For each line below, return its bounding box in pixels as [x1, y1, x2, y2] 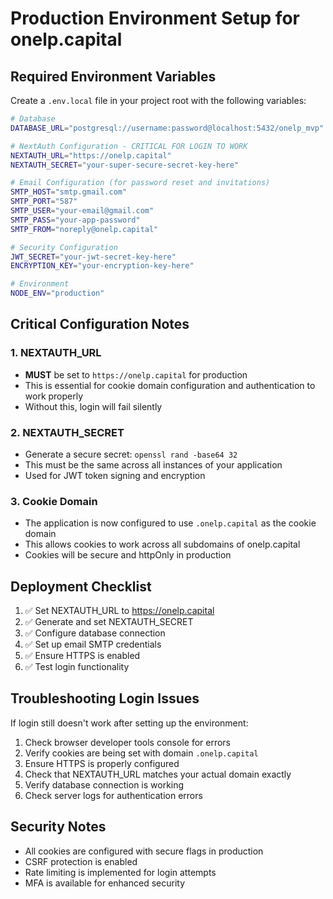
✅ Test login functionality [24, 661, 130, 673]
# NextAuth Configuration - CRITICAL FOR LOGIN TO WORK [10, 141, 248, 151]
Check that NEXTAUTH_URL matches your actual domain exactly [24, 768, 292, 780]
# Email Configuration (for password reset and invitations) [10, 178, 271, 188]
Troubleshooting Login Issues [10, 690, 200, 707]
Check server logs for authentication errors [24, 789, 203, 801]
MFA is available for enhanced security [24, 877, 186, 889]
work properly [24, 390, 84, 402]
